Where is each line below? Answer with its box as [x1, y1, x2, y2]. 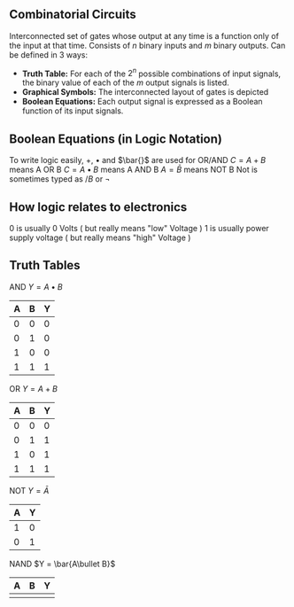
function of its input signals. [21, 105, 124, 116]
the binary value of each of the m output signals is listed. [21, 77, 230, 88]
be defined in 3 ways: [9, 49, 89, 60]
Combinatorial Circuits [9, 7, 137, 22]
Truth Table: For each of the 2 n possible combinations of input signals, [21, 66, 282, 79]
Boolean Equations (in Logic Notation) [9, 131, 223, 146]
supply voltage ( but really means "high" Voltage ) [9, 232, 191, 243]
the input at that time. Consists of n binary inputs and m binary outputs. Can [9, 40, 286, 51]
